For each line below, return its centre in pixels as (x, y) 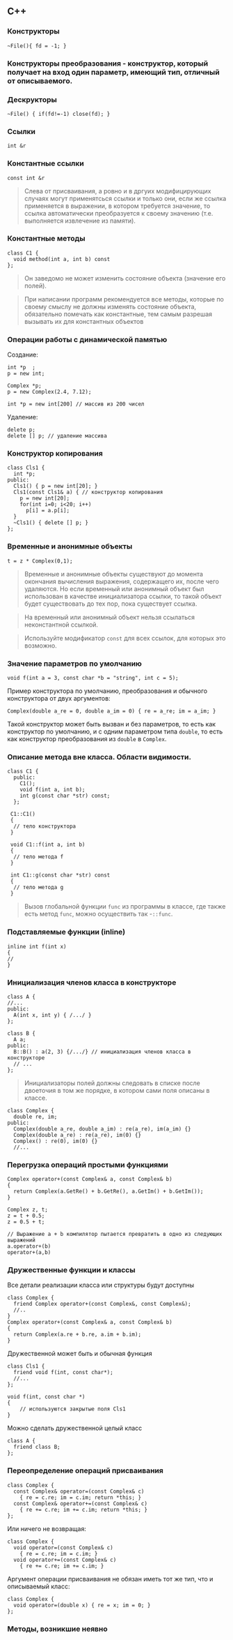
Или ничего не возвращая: (47, 1528)
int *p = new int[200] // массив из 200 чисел (76, 404)
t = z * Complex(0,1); (40, 561)
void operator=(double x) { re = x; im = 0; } (82, 1605)
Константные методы (46, 239)
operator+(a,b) (29, 1253)
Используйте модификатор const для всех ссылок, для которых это (125, 638)
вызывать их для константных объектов (84, 321)
